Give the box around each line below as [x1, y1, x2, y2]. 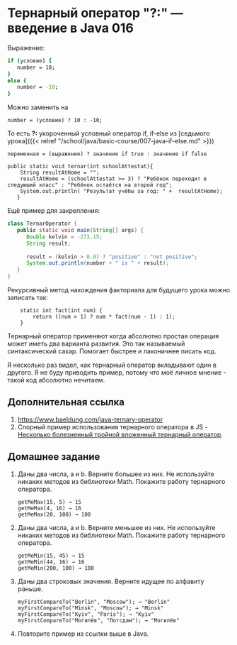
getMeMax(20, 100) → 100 [17, 511, 91, 518]
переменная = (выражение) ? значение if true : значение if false [7, 150, 207, 158]
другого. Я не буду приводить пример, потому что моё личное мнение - [7, 368, 226, 377]
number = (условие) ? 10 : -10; [7, 117, 103, 124]
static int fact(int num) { [20, 307, 103, 314]
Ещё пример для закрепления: [7, 206, 100, 215]
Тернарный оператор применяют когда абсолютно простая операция [7, 332, 219, 341]
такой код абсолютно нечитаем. [7, 376, 105, 385]
